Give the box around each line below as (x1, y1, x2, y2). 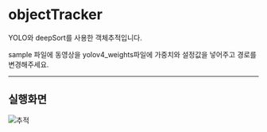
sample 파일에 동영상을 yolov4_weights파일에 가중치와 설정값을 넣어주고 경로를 (8, 49, 257, 59)
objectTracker (8, 6, 103, 24)
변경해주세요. (8, 60, 49, 69)
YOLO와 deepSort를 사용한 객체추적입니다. (8, 33, 143, 42)
